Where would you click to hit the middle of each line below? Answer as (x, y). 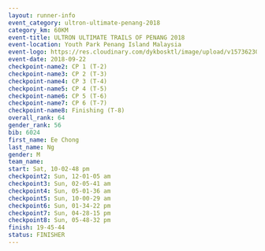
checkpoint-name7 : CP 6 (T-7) (58, 103)
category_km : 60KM (38, 30)
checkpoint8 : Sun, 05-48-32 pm (60, 220)
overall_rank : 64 (37, 118)
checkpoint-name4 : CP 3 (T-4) (58, 81)
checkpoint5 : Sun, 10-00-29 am (60, 198)
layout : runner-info (42, 15)
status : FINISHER (37, 235)
